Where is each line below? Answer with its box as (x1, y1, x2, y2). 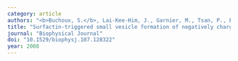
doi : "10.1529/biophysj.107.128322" (7, 36, 115, 43)
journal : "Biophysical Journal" (7, 29, 103, 37)
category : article (7, 10, 62, 18)
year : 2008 (7, 43, 40, 50)
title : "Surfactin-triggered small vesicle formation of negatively (7, 23, 214, 30)
